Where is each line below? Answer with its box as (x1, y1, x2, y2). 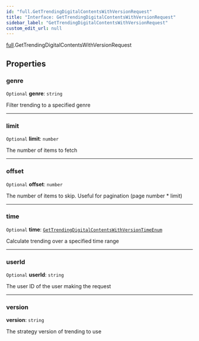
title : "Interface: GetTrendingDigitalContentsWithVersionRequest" (6, 14, 176, 20)
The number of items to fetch (6, 146, 78, 154)
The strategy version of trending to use (6, 328, 102, 335)
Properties (6, 59, 46, 69)
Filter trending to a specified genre (6, 101, 91, 109)
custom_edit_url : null (6, 25, 62, 31)
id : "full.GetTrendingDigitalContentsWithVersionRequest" (6, 8, 152, 15)
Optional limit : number (6, 135, 59, 142)
